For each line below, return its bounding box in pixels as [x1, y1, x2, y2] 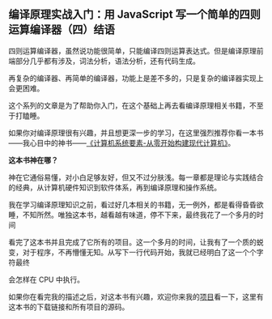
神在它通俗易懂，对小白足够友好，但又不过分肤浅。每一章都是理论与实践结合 [8, 172, 264, 182]
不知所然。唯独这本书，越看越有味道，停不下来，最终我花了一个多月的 [22, 210, 257, 219]
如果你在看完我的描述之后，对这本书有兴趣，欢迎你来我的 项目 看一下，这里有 [8, 291, 264, 301]
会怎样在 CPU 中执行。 [8, 274, 85, 284]
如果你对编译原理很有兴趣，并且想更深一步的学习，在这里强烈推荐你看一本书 [8, 128, 264, 138]
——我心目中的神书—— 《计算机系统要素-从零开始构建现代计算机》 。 [8, 138, 236, 147]
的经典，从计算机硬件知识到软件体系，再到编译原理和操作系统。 [8, 182, 221, 192]
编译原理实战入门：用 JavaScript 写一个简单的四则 [8, 7, 261, 22]
